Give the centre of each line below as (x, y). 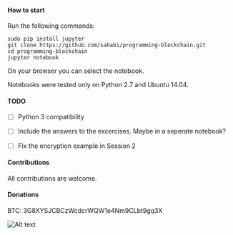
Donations (23, 195)
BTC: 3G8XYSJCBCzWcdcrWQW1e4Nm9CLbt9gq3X (85, 210)
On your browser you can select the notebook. (76, 71)
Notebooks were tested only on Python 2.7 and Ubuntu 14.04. (98, 85)
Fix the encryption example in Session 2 (76, 146)
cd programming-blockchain (48, 51)
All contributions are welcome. (52, 178)
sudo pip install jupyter (46, 39)
